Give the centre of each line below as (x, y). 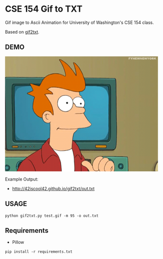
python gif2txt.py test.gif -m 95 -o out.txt (52, 216)
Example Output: (22, 179)
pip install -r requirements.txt (39, 252)
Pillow (18, 242)
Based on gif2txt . (22, 32)
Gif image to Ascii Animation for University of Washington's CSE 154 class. (80, 22)
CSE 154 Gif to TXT (44, 9)
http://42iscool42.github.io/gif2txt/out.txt (53, 188)
